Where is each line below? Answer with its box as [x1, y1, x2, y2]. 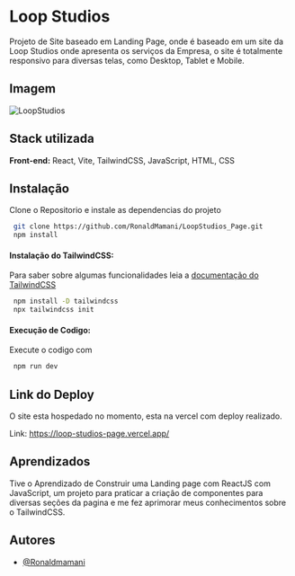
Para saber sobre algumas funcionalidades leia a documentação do [9, 270, 259, 280]
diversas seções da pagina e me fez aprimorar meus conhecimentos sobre [9, 497, 287, 508]
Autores [9, 533, 56, 548]
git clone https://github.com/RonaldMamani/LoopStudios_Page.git [13, 222, 264, 231]
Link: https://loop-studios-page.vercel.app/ [9, 428, 170, 439]
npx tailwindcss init [13, 306, 94, 315]
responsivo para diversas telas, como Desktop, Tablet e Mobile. [9, 55, 245, 66]
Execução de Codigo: [9, 324, 92, 335]
